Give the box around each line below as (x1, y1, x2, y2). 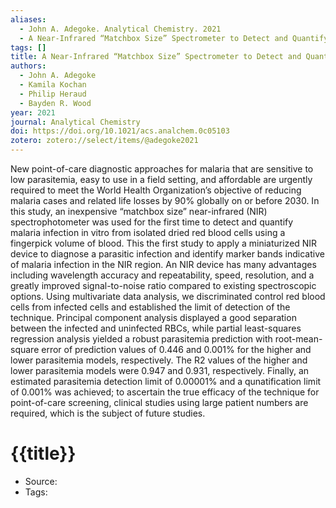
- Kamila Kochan (19, 80, 87, 90)
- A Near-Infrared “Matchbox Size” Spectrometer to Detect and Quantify (19, 33, 329, 43)
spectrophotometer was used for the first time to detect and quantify (10, 216, 294, 228)
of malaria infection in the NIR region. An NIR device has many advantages (10, 259, 317, 270)
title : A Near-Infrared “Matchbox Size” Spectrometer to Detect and (10, 52, 302, 62)
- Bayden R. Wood (19, 98, 92, 108)
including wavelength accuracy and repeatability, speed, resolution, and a (10, 269, 315, 281)
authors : (10, 61, 47, 71)
